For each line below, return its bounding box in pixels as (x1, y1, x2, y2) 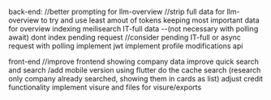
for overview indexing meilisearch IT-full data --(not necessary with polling (8, 24, 259, 33)
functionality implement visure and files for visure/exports (8, 82, 202, 92)
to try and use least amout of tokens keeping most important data (40, 15, 260, 25)
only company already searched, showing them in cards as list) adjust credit (8, 74, 264, 83)
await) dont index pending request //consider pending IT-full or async (8, 32, 242, 42)
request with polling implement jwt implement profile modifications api (8, 41, 243, 51)
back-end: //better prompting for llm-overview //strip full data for (8, 7, 226, 16)
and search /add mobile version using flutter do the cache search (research (8, 65, 261, 75)
